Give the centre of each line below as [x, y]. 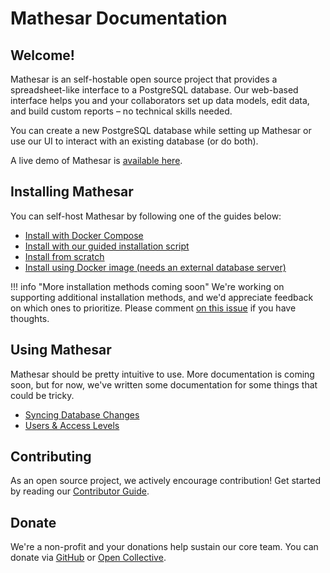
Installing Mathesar [72, 192]
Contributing [51, 457]
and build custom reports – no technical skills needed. [121, 111]
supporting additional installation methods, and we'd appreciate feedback [162, 297]
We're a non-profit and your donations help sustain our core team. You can [164, 547]
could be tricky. [42, 395]
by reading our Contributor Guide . [80, 491]
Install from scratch [64, 256]
